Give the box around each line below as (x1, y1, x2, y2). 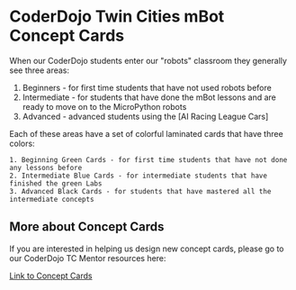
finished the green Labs (9, 178, 103, 188)
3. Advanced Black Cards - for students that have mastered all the (9, 186, 272, 195)
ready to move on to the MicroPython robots (22, 101, 187, 112)
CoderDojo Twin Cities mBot (9, 6, 225, 27)
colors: (9, 138, 35, 149)
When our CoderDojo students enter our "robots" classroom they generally (9, 55, 288, 66)
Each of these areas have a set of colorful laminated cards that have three (9, 128, 283, 139)
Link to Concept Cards (9, 270, 93, 281)
